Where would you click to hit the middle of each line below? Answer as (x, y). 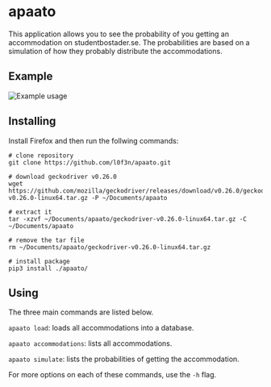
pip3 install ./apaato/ (48, 268)
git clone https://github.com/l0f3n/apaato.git (90, 162)
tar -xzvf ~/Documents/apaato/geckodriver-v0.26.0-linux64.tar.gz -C (128, 219)
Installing (32, 121)
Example (31, 76)
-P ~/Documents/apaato (129, 198)
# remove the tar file (46, 240)
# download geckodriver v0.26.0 (63, 177)
